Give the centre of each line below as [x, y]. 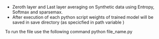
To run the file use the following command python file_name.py [69, 32]
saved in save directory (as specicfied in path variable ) [68, 22]
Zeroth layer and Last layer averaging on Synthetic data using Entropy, [83, 7]
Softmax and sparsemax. [37, 12]
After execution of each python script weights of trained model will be [83, 17]
